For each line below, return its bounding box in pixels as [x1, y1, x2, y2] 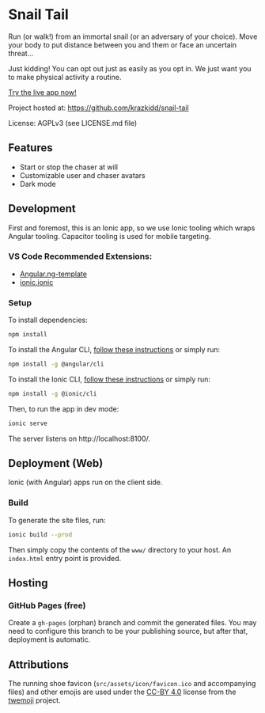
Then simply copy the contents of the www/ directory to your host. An [8, 544, 232, 555]
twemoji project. [8, 696, 61, 705]
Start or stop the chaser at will [19, 162, 119, 172]
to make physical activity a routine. [8, 72, 122, 82]
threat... [8, 48, 34, 58]
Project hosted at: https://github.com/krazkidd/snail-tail [8, 103, 189, 112]
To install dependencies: [8, 315, 89, 325]
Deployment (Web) [8, 457, 104, 470]
